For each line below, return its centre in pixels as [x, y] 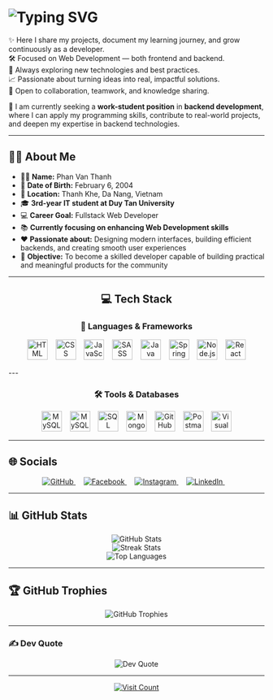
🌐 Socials [33, 462]
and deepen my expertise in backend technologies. [94, 124]
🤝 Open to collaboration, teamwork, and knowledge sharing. [109, 90]
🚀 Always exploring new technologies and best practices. [104, 70]
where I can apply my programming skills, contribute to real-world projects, [134, 115]
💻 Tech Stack [136, 300]
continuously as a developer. [56, 49]
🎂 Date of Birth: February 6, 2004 [77, 185]
